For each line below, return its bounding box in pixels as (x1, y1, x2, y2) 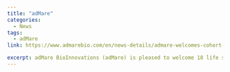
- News (13, 23, 32, 29)
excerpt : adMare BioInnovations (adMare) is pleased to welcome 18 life (7, 54, 219, 62)
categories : (7, 16, 41, 23)
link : (7, 42, 23, 49)
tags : (7, 29, 23, 36)
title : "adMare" (7, 10, 53, 17)
